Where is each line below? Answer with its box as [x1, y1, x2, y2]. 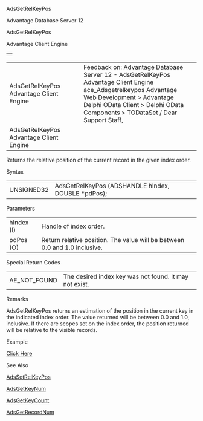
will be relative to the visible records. [6, 327, 98, 333]
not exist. [63, 280, 89, 288]
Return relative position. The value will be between [41, 236, 185, 244]
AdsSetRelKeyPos [6, 373, 51, 380]
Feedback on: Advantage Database [83, 63, 184, 71]
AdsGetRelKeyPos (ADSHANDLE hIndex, [54, 181, 170, 190]
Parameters [6, 205, 35, 212]
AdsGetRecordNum [6, 408, 54, 416]
